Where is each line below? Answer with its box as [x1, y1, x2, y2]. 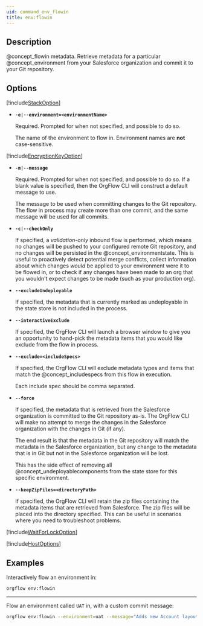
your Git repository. [6, 66, 54, 73]
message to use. [14, 188, 57, 196]
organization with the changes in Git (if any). [14, 425, 126, 432]
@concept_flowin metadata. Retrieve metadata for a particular [6, 53, 161, 60]
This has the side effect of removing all [14, 461, 112, 468]
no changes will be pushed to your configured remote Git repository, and [14, 243, 196, 251]
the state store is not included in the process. [14, 305, 128, 312]
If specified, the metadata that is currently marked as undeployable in [14, 298, 188, 305]
